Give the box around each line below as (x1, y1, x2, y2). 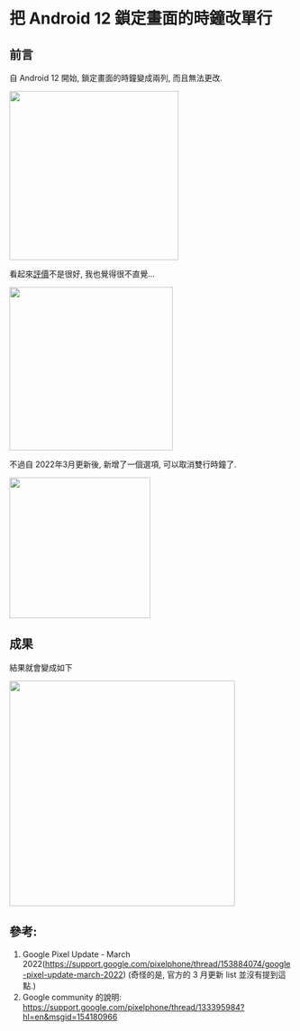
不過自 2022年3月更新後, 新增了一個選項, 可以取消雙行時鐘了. (9, 459, 237, 470)
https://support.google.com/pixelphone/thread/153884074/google (44, 958, 291, 969)
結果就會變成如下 (9, 661, 73, 672)
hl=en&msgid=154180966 (22, 1011, 118, 1022)
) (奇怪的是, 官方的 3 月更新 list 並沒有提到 (123, 969, 278, 980)
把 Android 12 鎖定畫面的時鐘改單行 (9, 8, 273, 29)
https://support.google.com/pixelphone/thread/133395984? (22, 1001, 245, 1012)
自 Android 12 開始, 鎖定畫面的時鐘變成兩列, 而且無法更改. (9, 73, 223, 83)
